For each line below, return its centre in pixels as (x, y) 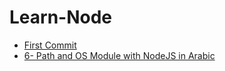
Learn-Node (61, 17)
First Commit (50, 45)
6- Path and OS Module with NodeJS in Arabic (119, 55)
